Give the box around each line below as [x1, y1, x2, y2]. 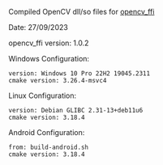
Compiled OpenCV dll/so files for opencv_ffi [8, 7, 155, 16]
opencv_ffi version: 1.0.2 [8, 38, 89, 48]
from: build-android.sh [8, 143, 89, 151]
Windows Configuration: [8, 54, 90, 63]
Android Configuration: [8, 128, 85, 137]
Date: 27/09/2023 [8, 23, 69, 32]
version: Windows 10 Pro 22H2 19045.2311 [8, 70, 151, 78]
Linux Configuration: [8, 91, 77, 100]
